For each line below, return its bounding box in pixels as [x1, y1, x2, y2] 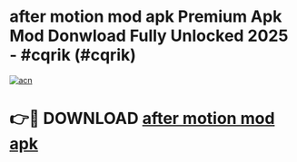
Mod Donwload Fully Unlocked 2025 [9, 25, 289, 46]
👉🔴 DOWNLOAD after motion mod [9, 109, 275, 129]
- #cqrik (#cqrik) [9, 45, 136, 65]
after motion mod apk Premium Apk [9, 6, 282, 27]
